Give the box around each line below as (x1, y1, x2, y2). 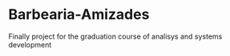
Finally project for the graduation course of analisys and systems (8, 32, 223, 41)
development (8, 39, 52, 49)
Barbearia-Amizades (8, 6, 150, 24)
